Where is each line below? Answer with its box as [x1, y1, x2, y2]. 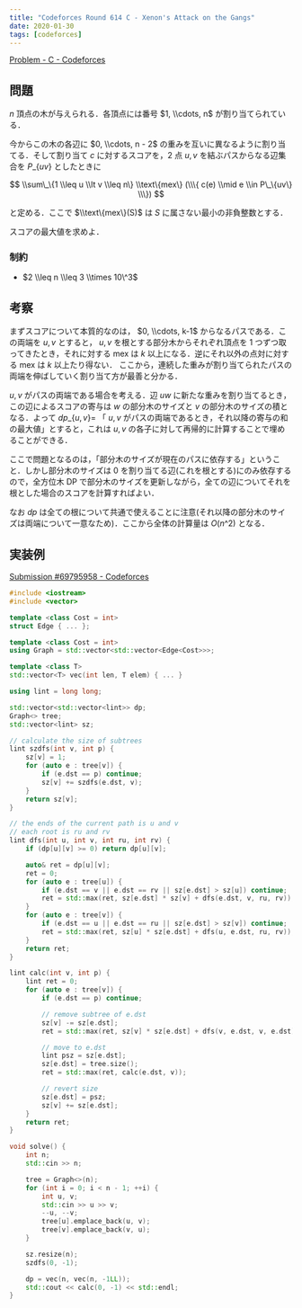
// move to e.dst [41, 1043, 106, 1052]
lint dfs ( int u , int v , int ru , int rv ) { [9, 836, 171, 845]
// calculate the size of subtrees [9, 736, 143, 745]
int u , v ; [41, 1192, 78, 1201]
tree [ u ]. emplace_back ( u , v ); [41, 1217, 151, 1226]
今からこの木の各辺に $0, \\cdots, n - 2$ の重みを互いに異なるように [9, 138, 262, 149]
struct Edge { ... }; [9, 621, 91, 630]
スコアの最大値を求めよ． [9, 227, 104, 237]
